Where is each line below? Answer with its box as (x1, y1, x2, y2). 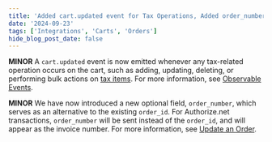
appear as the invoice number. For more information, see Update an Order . (8, 124, 257, 134)
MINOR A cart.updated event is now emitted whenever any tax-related (8, 57, 244, 67)
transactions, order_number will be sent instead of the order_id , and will (8, 115, 245, 126)
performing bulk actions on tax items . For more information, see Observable (8, 74, 261, 84)
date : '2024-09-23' (8, 19, 74, 28)
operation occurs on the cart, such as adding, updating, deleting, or (8, 66, 234, 75)
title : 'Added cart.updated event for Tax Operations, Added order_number (8, 11, 266, 20)
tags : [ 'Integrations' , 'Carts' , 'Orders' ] (8, 27, 158, 35)
